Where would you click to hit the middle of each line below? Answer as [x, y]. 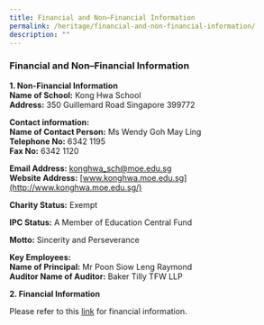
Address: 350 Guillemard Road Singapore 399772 [102, 104]
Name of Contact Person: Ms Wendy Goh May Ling [105, 131]
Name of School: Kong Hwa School [75, 95]
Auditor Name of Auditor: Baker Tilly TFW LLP [96, 276]
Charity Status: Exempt [54, 204]
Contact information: [50, 122]
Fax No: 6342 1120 [44, 150]
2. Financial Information [55, 293]
